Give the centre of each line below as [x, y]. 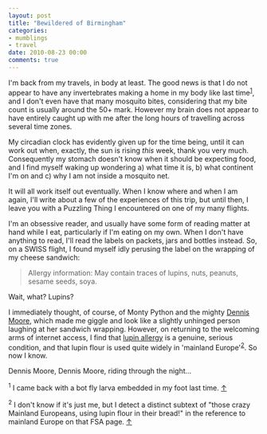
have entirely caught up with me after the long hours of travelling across [127, 118]
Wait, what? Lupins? [41, 296]
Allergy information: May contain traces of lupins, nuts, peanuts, [133, 272]
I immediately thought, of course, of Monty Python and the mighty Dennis [129, 312]
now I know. [28, 356]
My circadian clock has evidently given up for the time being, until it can [126, 142]
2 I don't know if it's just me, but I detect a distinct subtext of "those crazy [130, 404]
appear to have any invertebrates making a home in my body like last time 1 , [132, 92]
